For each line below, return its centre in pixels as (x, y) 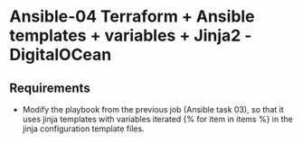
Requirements (50, 88)
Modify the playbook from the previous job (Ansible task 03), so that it (153, 109)
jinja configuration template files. (83, 129)
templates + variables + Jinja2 (125, 36)
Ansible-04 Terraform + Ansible (132, 17)
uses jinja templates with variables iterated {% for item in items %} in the (158, 119)
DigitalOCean (61, 55)
